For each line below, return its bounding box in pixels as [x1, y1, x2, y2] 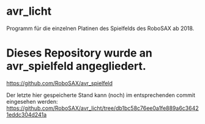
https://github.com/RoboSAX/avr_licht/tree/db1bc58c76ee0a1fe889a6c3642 [6, 104, 199, 112]
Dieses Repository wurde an [6, 46, 153, 60]
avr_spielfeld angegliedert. [6, 60, 147, 73]
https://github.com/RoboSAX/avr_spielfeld [6, 79, 113, 87]
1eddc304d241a [6, 110, 47, 118]
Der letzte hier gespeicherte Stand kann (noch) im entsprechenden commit [6, 91, 196, 99]
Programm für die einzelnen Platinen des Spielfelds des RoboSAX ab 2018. [6, 25, 195, 32]
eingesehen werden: [6, 98, 58, 105]
